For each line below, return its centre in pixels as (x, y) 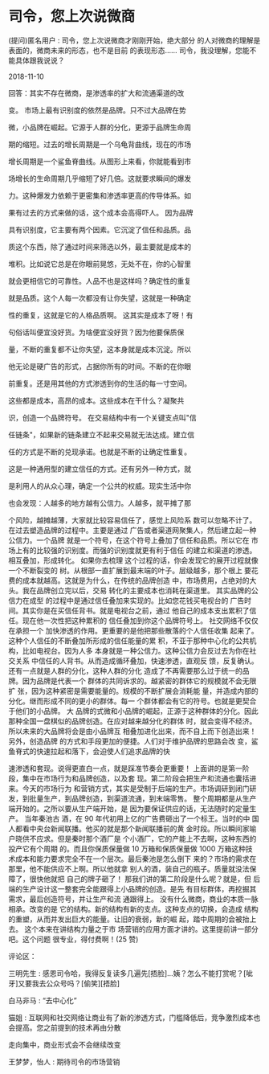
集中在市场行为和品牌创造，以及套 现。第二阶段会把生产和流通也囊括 (136, 778)
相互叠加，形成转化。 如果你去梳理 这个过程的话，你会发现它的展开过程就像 (133, 560)
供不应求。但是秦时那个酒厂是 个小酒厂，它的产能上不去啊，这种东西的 (139, 838)
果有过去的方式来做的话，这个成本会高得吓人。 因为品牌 (101, 212)
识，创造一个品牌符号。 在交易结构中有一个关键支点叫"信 (102, 417)
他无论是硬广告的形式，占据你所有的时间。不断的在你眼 (100, 366)
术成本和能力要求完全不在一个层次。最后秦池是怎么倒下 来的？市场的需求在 (132, 859)
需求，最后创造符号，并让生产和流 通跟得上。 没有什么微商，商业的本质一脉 (133, 899)
